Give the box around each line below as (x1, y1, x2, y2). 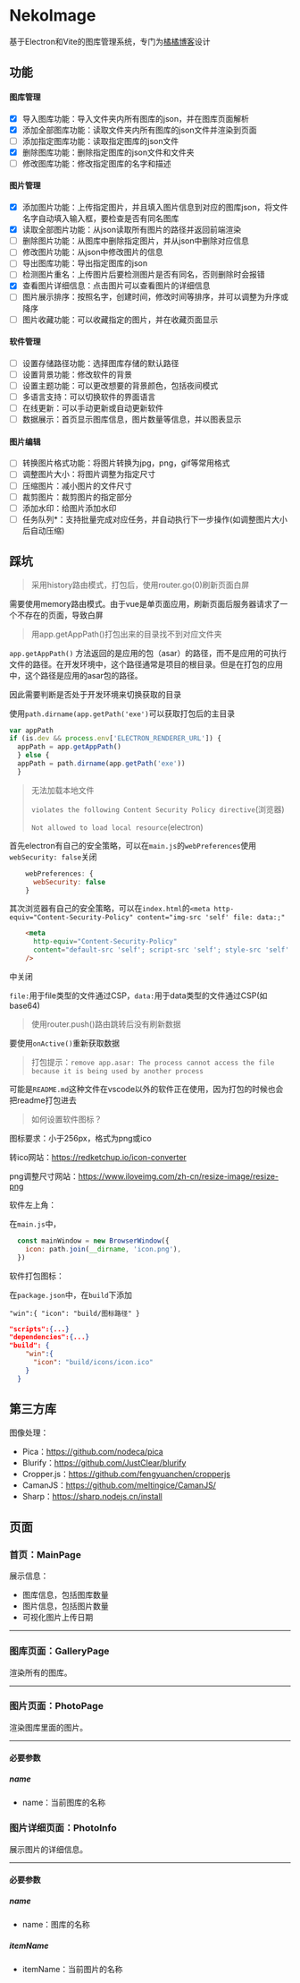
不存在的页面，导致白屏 (16, 610, 104, 620)
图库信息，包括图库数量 (21, 1590, 109, 1601)
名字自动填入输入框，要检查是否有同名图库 (21, 213, 179, 224)
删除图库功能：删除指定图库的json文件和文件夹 (21, 147, 195, 158)
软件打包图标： (9, 1270, 64, 1281)
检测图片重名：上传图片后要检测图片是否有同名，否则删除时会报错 (21, 269, 265, 280)
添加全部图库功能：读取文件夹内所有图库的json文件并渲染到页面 (21, 124, 257, 135)
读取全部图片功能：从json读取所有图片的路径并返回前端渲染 (21, 225, 242, 235)
